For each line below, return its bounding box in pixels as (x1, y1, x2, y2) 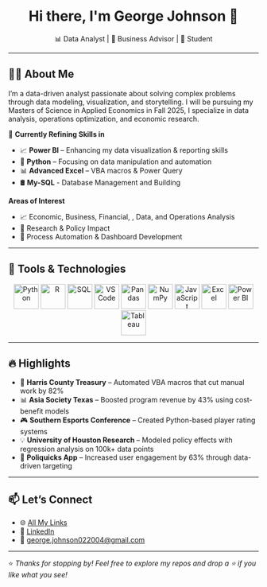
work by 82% (19, 386, 64, 396)
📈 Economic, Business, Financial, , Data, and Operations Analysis (19, 212, 235, 221)
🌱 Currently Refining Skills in (8, 129, 105, 138)
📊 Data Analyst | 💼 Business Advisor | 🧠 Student (54, 33, 213, 43)
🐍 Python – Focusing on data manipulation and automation (19, 157, 212, 166)
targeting (42, 461, 73, 471)
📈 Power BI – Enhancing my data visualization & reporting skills (19, 145, 229, 154)
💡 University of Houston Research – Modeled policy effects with (19, 435, 233, 445)
